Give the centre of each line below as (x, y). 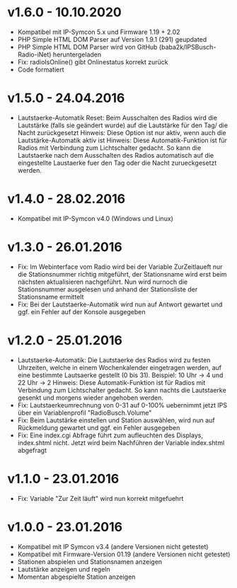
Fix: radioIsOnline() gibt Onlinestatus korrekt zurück (93, 62)
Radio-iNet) (34, 54)
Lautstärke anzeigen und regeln (64, 569)
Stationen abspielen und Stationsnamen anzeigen (90, 561)
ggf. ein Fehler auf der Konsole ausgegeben (82, 311)
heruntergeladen (77, 54)
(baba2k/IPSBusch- (187, 47)
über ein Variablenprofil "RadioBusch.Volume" (85, 413)
